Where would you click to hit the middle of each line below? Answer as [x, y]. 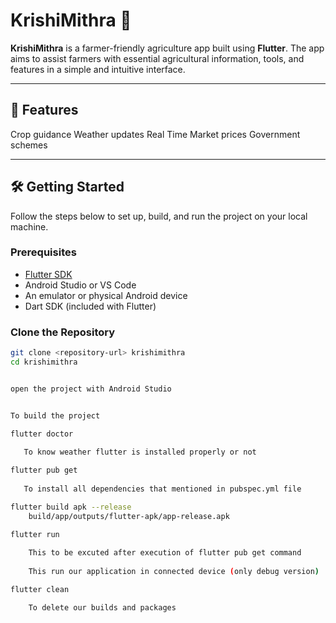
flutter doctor [42, 434]
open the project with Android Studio [91, 389]
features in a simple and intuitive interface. [98, 69]
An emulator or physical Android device [106, 295]
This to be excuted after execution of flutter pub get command [165, 553]
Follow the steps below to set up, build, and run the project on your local [159, 216]
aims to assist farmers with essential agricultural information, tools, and [157, 58]
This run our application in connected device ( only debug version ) [174, 572]
